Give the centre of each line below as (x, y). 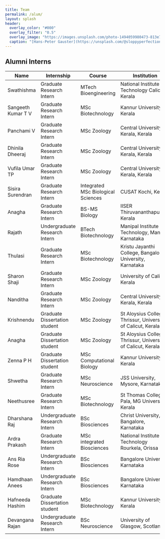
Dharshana (20, 418)
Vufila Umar (21, 168)
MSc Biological (97, 192)
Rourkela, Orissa (139, 448)
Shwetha (18, 381)
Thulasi (16, 256)
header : (13, 23)
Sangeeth (19, 107)
